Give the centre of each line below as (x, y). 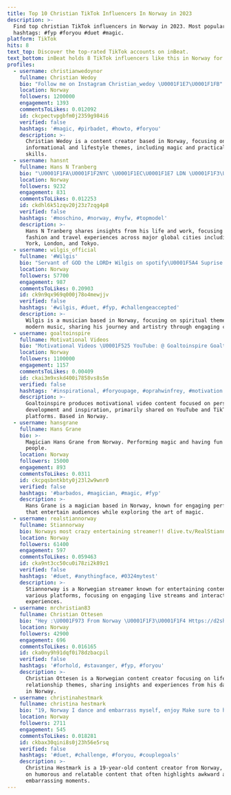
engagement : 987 (43, 282)
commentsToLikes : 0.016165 (58, 646)
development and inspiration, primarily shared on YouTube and (118, 410)
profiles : (21, 65)
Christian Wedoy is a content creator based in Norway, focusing (121, 142)
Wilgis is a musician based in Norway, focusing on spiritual (116, 320)
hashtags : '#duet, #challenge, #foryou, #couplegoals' (100, 755)
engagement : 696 (43, 640)
